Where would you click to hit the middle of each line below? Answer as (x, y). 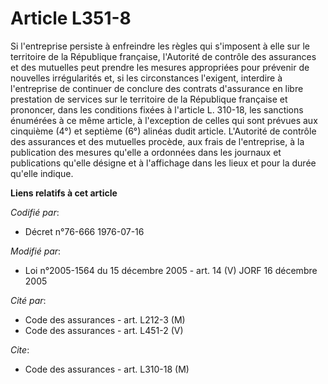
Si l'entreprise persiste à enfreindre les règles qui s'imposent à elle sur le (160, 46)
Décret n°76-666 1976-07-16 (84, 231)
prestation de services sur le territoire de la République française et (149, 99)
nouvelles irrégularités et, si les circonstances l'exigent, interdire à (146, 78)
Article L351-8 (71, 18)
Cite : (20, 349)
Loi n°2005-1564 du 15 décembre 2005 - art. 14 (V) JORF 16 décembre (171, 270)
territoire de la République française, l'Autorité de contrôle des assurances (163, 56)
